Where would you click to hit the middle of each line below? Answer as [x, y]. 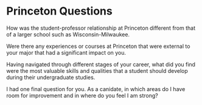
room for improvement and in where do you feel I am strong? [82, 95]
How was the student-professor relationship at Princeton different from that [101, 28]
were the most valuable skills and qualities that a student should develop [97, 70]
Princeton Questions [59, 11]
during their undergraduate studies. [51, 77]
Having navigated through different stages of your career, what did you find [101, 64]
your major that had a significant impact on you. [66, 52]
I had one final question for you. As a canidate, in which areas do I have [96, 89]
